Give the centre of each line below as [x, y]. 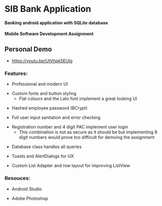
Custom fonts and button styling [44, 94]
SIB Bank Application [48, 9]
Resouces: [17, 178]
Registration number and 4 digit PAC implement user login [70, 127]
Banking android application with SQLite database [56, 22]
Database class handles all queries [47, 147]
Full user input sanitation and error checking [56, 117]
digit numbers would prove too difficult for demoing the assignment [87, 137]
